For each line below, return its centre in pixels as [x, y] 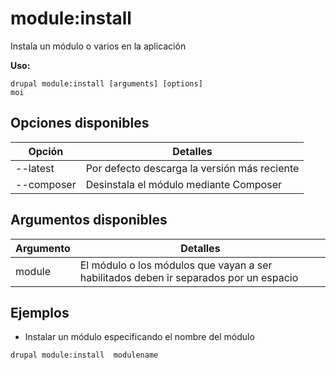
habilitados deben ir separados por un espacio [189, 277]
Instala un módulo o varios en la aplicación [98, 46]
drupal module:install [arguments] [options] [106, 83]
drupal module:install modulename [84, 355]
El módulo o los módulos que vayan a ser [176, 265]
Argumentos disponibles [89, 220]
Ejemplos [40, 312]
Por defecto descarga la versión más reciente [192, 168]
